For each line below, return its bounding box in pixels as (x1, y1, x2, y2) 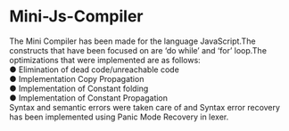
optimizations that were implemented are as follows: (9, 54, 201, 65)
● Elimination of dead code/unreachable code (9, 64, 180, 75)
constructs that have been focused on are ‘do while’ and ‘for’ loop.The (9, 45, 268, 55)
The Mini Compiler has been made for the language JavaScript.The (9, 36, 256, 46)
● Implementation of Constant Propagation (9, 92, 168, 103)
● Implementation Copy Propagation (9, 73, 144, 84)
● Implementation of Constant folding (9, 83, 149, 94)
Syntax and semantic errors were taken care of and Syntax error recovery (9, 102, 281, 112)
